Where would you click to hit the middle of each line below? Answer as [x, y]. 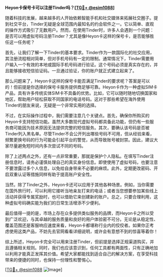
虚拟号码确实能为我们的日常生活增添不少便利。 [56, 203]
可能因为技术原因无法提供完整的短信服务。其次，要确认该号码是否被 [81, 128]
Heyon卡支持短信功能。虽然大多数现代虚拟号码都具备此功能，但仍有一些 [77, 122]
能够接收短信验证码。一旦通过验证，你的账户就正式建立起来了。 [73, 71]
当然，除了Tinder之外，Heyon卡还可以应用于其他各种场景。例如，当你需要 [80, 185]
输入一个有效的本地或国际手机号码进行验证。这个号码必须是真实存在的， [81, 65]
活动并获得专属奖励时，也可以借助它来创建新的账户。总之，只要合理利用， [79, 197]
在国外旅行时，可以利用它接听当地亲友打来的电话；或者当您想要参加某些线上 [81, 191]
